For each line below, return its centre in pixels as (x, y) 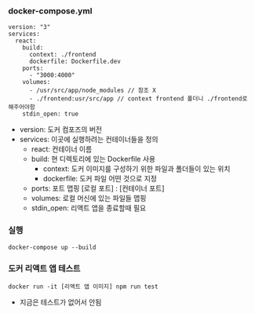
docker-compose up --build (52, 247)
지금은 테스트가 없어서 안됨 (60, 302)
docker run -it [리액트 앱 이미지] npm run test (83, 287)
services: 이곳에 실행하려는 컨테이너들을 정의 (89, 140)
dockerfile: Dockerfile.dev (75, 62)
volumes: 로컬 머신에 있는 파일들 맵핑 (89, 199)
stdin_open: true (51, 114)
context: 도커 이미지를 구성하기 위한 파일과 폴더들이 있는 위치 (137, 169)
